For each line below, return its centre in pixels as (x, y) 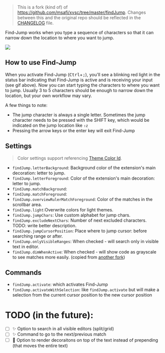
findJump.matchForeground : (40, 194)
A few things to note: (27, 105)
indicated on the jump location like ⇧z (50, 125)
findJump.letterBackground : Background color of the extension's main (84, 167)
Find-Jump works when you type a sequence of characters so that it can (80, 32)
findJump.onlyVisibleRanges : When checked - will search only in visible (85, 241)
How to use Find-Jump (41, 63)
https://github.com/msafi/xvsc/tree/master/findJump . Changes (82, 12)
